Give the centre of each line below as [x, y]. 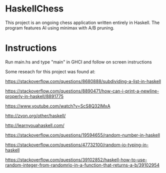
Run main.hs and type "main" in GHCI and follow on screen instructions [78, 62]
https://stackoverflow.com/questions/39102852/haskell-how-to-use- [76, 159]
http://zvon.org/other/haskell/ [35, 115]
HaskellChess [34, 9]
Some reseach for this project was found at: [50, 71]
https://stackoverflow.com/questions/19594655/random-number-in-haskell [82, 135]
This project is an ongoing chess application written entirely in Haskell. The [82, 22]
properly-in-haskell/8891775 [34, 96]
